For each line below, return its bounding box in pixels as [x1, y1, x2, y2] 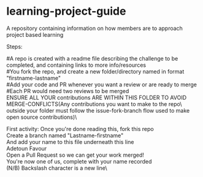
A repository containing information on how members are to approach [6, 24, 183, 32]
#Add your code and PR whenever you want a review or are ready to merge [6, 81, 197, 88]
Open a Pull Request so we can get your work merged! [6, 151, 144, 159]
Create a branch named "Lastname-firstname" [6, 132, 124, 139]
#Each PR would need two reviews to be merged [6, 87, 129, 94]
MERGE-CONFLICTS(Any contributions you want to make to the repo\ [6, 100, 182, 108]
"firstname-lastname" [6, 74, 61, 81]
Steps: [6, 43, 23, 50]
